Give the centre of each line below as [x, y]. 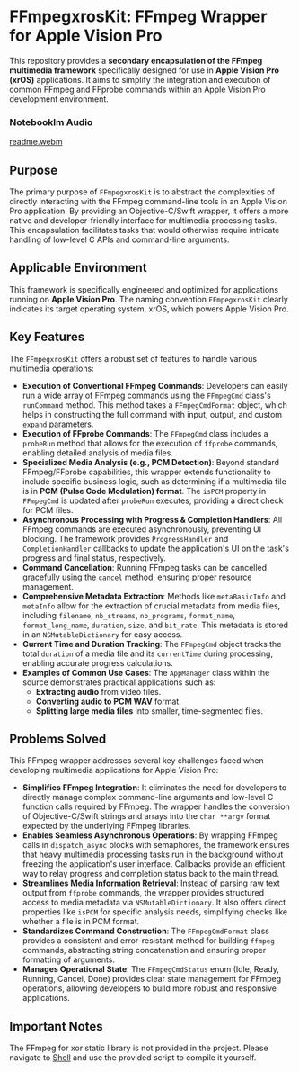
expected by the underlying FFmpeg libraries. [106, 826]
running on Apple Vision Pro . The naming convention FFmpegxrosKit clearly [149, 299]
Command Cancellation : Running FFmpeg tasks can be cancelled [145, 567]
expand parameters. [58, 424]
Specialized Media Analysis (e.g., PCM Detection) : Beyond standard [151, 462]
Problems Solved [58, 739]
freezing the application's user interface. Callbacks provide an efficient [154, 864]
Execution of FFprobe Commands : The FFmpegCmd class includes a [145, 433]
